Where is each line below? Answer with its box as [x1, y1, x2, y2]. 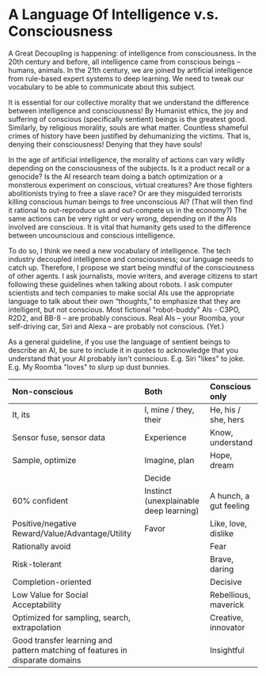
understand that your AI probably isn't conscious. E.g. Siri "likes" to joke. [8, 354, 245, 363]
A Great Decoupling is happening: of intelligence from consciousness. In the [8, 48, 257, 58]
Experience [144, 431, 187, 442]
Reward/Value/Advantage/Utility [12, 528, 132, 539]
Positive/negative [12, 518, 77, 529]
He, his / [209, 404, 241, 415]
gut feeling [209, 500, 250, 511]
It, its [12, 409, 30, 420]
